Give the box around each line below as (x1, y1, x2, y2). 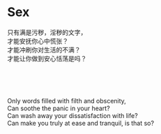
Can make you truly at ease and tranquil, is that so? (7, 119, 155, 127)
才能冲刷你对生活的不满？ (7, 45, 81, 54)
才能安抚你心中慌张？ (7, 36, 68, 45)
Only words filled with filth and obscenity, (7, 96, 127, 105)
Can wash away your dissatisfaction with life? (7, 111, 138, 119)
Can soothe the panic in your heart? (7, 104, 110, 112)
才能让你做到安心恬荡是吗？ (7, 54, 87, 63)
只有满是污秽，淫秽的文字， (7, 28, 87, 36)
